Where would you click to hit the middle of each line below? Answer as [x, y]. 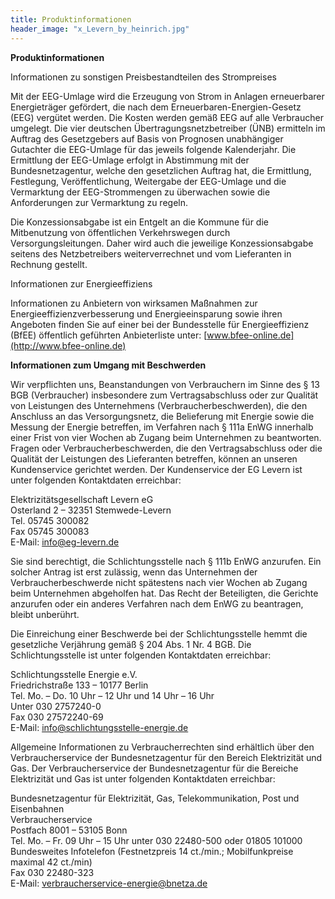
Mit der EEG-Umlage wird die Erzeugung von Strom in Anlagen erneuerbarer [167, 96]
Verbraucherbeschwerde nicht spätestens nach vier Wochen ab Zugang [159, 582]
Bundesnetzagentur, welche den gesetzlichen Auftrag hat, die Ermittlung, [161, 170]
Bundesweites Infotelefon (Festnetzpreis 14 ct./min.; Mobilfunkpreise [152, 851]
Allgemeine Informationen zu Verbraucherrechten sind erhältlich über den [162, 747]
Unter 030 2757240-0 [56, 706]
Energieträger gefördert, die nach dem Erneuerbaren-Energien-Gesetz [156, 107]
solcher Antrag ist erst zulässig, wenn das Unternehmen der [134, 572]
